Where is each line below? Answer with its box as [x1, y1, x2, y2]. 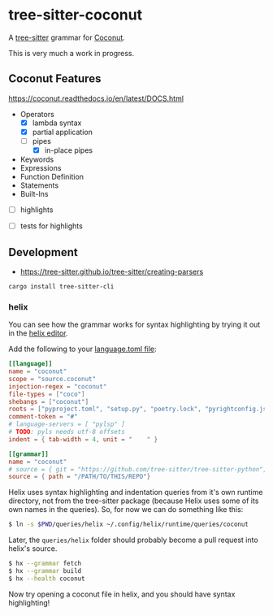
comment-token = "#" [8, 413, 79, 421]
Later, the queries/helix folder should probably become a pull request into [8, 535, 258, 545]
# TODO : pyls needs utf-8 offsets [8, 428, 126, 436]
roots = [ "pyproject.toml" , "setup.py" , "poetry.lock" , [8, 405, 201, 414]
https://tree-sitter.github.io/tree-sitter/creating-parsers [19, 267, 204, 276]
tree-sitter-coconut [8, 6, 143, 24]
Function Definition [19, 172, 84, 181]
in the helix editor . [8, 328, 68, 338]
